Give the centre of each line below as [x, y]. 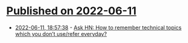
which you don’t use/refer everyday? [61, 33]
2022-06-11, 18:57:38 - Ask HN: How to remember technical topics [98, 27]
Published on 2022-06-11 [71, 11]
